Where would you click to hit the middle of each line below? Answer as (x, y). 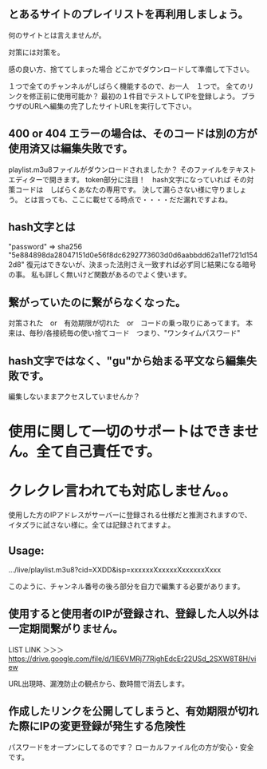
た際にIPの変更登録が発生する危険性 (97, 726)
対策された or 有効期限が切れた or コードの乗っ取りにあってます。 (126, 323)
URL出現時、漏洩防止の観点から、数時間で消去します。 (98, 683)
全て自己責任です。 (98, 452)
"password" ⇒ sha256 (45, 247)
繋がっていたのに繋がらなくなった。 (97, 302)
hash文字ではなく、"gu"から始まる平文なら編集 (128, 361)
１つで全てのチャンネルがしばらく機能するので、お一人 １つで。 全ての (128, 86)
